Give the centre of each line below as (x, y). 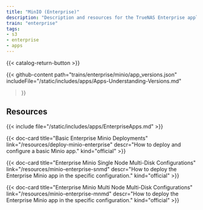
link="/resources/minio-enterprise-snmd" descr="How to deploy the (92, 169)
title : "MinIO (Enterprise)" (43, 12)
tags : (13, 29)
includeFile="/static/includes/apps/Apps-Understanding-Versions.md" (94, 81)
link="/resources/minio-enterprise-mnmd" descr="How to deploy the (92, 194)
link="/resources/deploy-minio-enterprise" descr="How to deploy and (94, 144)
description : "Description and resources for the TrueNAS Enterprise (96, 18)
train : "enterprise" (32, 23)
